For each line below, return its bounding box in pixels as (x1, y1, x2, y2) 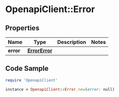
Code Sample (5, 64, 49, 73)
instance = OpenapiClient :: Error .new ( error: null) (5, 87, 115, 92)
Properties (5, 24, 40, 32)
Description (57, 39, 86, 45)
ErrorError (27, 47, 52, 54)
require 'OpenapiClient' (5, 77, 58, 83)
